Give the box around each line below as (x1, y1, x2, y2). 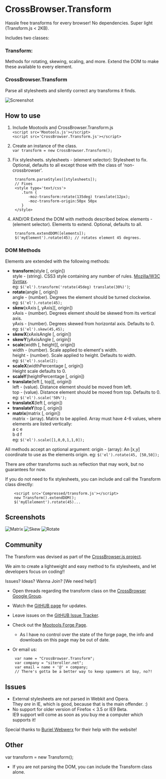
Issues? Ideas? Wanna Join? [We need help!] (5, 578, 97, 584)
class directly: (5, 481, 34, 487)
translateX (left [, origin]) (12, 400, 63, 406)
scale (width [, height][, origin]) (12, 342, 75, 348)
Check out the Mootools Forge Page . (12, 622, 88, 628)
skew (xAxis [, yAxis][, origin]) (12, 304, 73, 311)
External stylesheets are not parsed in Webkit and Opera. (12, 696, 129, 702)
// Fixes (14, 181, 33, 187)
